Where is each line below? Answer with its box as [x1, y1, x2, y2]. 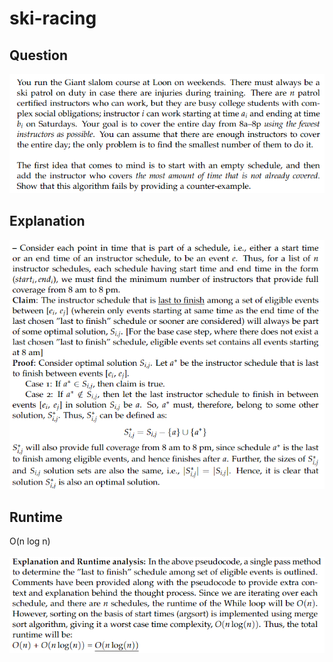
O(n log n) [9, 535, 51, 547]
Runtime [9, 508, 63, 526]
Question [9, 47, 68, 64]
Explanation [9, 213, 86, 230]
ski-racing [9, 7, 97, 30]
